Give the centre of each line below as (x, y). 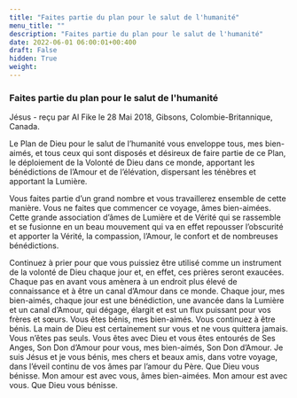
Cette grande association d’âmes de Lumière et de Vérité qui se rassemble (145, 217)
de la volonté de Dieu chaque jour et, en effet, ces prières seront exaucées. (147, 272)
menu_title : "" (37, 26)
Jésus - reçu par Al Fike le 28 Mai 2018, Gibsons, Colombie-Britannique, (141, 117)
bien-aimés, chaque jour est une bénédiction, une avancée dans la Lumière (147, 300)
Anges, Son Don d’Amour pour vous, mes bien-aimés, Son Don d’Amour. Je (146, 347)
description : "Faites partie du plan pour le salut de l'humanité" (137, 34)
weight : (23, 67)
